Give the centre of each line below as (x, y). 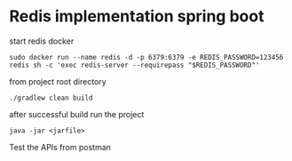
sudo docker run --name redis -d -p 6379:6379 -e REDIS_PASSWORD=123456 (146, 57)
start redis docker (42, 41)
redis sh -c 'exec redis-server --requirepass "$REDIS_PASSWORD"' (134, 65)
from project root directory (58, 81)
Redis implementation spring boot (137, 16)
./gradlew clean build (51, 98)
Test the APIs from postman (60, 147)
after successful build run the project (77, 114)
